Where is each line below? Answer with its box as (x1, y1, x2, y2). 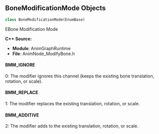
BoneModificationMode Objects (5, 4, 106, 12)
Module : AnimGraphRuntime (12, 45, 71, 51)
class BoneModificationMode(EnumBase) (5, 17, 85, 22)
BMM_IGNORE (5, 62, 36, 68)
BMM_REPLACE (5, 89, 39, 96)
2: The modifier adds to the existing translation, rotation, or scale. (5, 123, 139, 129)
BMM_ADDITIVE (5, 112, 40, 118)
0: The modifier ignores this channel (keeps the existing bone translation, (5, 73, 155, 79)
